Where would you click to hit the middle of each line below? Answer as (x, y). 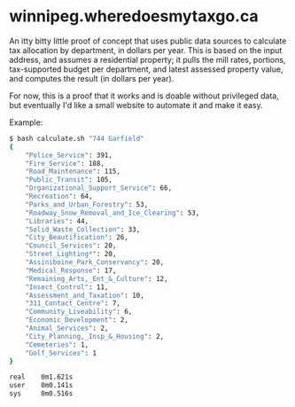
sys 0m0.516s (41, 394)
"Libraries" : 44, (57, 221)
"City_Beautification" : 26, (77, 238)
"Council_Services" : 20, (71, 246)
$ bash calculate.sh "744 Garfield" (77, 138)
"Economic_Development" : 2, (77, 320)
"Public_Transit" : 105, (69, 180)
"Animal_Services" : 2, (67, 329)
